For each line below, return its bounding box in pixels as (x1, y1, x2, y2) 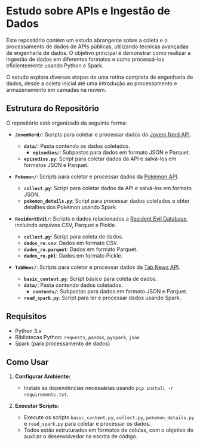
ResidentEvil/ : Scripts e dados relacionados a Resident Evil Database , (14, 215, 189, 222)
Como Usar (6, 357, 49, 367)
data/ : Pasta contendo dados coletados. (23, 281, 124, 289)
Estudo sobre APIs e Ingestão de (6, 4, 171, 18)
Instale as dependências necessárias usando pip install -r (23, 385, 174, 392)
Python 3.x (14, 327, 42, 335)
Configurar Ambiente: (14, 373, 71, 380)
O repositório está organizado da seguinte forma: (6, 119, 127, 126)
